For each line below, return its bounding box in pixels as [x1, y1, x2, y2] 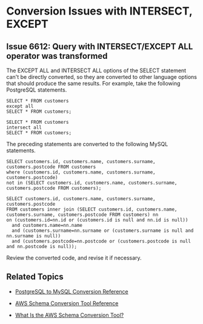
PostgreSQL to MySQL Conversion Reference [15, 288, 128, 295]
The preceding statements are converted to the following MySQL [6, 141, 168, 147]
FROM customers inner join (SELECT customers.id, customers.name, [6, 206, 178, 212]
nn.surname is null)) [6, 233, 61, 239]
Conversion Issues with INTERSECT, [6, 4, 193, 18]
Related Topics [6, 272, 64, 282]
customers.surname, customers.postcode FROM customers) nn [6, 212, 159, 218]
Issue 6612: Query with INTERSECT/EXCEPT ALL [6, 41, 193, 52]
